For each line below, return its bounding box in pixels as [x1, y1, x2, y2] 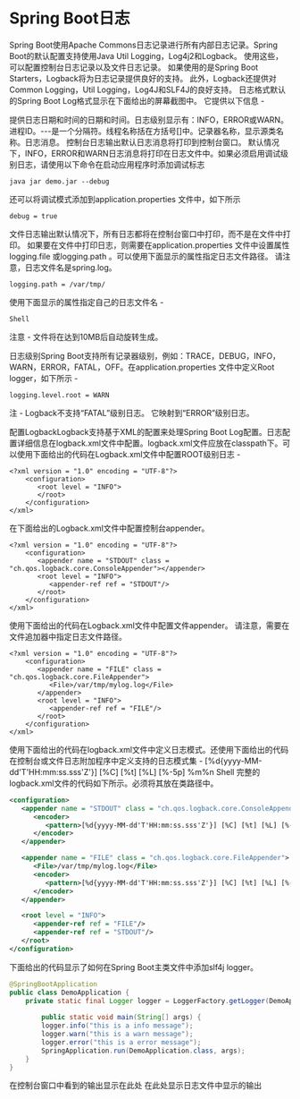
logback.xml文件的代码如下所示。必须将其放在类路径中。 [9, 778, 219, 788]
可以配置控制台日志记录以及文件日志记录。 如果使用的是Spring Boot [9, 62, 259, 72]
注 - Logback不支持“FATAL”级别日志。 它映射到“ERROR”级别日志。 [9, 407, 254, 418]
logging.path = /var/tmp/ [9, 279, 105, 289]
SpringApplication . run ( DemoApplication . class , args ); [41, 1046, 246, 1055]
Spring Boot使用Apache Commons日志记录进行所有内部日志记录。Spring [9, 39, 279, 50]
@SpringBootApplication [9, 979, 98, 989]
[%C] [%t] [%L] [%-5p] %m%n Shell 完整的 [99, 766, 261, 777]
